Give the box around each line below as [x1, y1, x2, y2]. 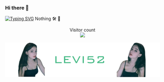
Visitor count [69, 27, 96, 33]
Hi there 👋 [5, 4, 29, 11]
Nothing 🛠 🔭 [35, 16, 61, 21]
